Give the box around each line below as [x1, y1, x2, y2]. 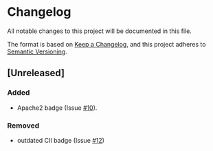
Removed [7, 121, 40, 130]
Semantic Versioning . [7, 47, 67, 56]
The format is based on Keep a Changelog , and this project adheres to [7, 40, 206, 48]
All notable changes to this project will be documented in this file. [7, 27, 192, 35]
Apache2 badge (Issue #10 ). [16, 104, 98, 112]
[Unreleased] [7, 67, 65, 79]
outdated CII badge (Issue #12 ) [16, 136, 105, 144]
